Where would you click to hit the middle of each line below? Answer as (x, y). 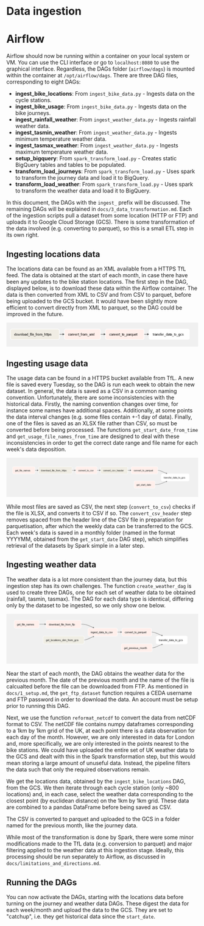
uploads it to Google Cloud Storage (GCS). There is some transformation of (100, 222)
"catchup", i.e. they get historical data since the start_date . (81, 917)
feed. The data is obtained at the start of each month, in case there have (97, 275)
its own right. (23, 235)
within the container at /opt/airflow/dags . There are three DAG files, (92, 76)
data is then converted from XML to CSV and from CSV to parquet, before (99, 294)
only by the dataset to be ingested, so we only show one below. (86, 605)
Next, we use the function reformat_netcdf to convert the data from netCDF (101, 718)
